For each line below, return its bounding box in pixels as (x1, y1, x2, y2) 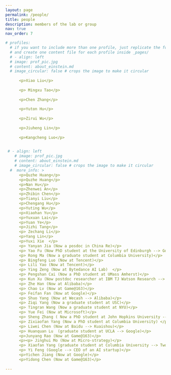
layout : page (5, 7, 33, 13)
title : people (5, 17, 36, 22)
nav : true (5, 26, 26, 32)
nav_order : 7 (5, 31, 33, 36)
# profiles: (5, 40, 31, 46)
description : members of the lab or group (5, 21, 97, 27)
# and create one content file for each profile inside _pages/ (10, 49, 149, 55)
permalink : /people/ (5, 12, 49, 17)
